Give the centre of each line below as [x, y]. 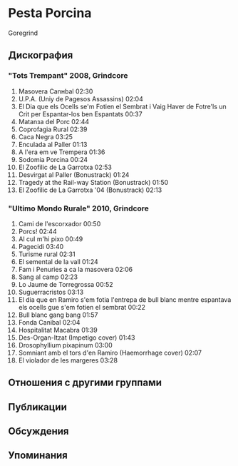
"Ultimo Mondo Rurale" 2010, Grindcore [78, 208]
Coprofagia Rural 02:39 [53, 129]
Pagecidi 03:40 [41, 246]
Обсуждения [38, 431]
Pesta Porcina [50, 13]
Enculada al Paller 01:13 [53, 144]
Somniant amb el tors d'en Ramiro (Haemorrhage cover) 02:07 [110, 353]
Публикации [37, 407]
